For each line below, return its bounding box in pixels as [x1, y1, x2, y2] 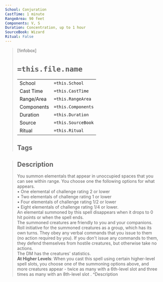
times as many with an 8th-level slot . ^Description [17, 271, 118, 277]
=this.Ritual [54, 127, 84, 133]
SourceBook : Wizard [5, 30, 45, 35]
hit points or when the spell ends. [17, 214, 84, 220]
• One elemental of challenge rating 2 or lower [17, 189, 110, 194]
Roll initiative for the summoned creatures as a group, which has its [17, 225, 152, 231]
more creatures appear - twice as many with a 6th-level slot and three [17, 266, 158, 272]
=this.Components [54, 104, 94, 109]
